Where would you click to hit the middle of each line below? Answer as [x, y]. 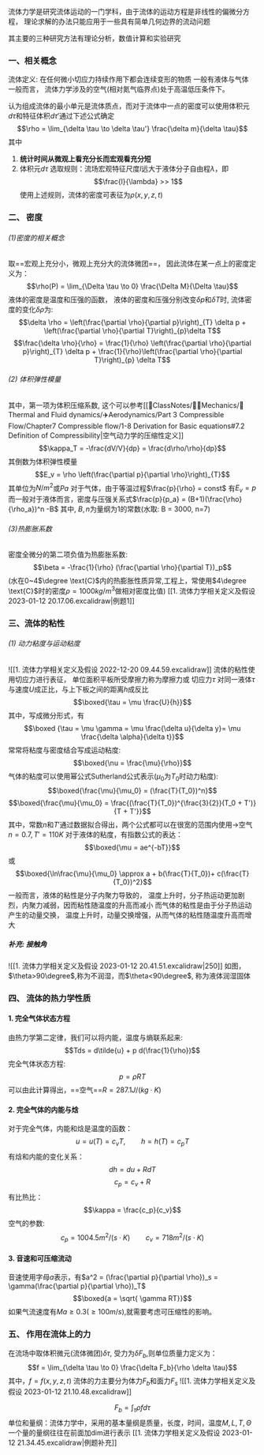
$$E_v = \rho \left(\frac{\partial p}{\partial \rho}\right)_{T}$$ [132, 474]
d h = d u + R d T [132, 1169]
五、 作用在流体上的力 [50, 1334]
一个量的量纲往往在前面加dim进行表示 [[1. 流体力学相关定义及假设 [114, 1433]
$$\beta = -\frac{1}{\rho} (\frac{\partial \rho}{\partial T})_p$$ [132, 567]
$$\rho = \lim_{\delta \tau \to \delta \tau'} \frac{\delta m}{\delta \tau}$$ [132, 129]
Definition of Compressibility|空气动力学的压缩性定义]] [96, 435]
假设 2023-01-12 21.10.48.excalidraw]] [70, 1392]
